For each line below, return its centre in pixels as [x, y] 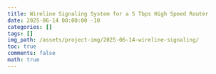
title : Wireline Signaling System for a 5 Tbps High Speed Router [108, 14]
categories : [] [30, 27]
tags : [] [20, 33]
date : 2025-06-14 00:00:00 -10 [54, 20]
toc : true [22, 47]
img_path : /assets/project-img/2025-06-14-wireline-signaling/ [103, 40]
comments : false [31, 54]
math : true [24, 60]
